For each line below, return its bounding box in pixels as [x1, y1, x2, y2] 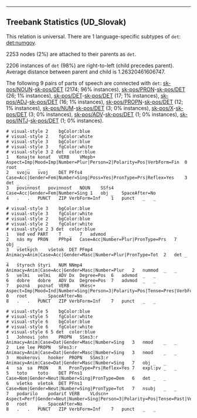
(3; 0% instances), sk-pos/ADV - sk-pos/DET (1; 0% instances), [28, 111, 179, 118]
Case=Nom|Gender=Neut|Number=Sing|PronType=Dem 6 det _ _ [6, 375, 167, 381]
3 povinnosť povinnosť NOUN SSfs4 [6, 185, 114, 191]
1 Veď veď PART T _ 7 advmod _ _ [6, 231, 125, 237]
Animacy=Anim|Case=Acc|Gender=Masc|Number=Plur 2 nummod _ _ [6, 267, 177, 273]
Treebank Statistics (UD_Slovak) [6, 17, 127, 27]
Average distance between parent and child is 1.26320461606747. [6, 68, 166, 75]
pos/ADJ [6, 98, 28, 105]
